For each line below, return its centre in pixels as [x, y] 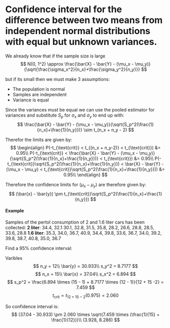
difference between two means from [84, 20]
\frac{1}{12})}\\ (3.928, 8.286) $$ [86, 320]
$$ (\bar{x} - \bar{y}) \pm [36, 194]
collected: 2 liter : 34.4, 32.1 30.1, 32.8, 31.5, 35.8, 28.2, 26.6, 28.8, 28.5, [80, 227]
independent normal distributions [78, 31]
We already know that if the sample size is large [55, 56]
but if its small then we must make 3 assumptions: [58, 79]
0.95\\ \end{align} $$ [86, 175]
